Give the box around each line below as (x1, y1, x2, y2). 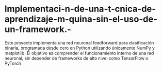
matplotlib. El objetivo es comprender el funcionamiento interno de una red (4, 50, 154, 56)
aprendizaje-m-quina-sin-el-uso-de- (4, 14, 158, 25)
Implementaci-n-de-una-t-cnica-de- (4, 3, 156, 14)
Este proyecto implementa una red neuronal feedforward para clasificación (4, 40, 154, 45)
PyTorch (4, 60, 21, 66)
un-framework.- (4, 24, 71, 35)
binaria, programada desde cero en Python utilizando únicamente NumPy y (4, 45, 155, 51)
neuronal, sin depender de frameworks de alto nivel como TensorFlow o (4, 55, 148, 61)
